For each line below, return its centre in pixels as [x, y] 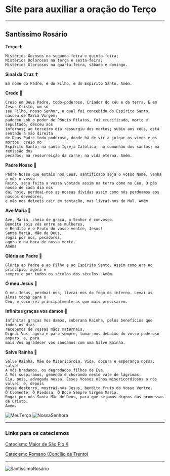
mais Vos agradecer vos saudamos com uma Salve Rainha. [65, 342]
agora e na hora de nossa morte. [40, 242]
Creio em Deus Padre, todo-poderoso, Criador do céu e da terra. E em [81, 102]
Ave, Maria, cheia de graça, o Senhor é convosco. [60, 219]
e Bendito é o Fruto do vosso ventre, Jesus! [54, 229]
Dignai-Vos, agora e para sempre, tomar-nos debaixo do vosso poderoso [82, 334]
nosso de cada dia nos [29, 187]
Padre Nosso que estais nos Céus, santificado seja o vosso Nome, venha [83, 174]
